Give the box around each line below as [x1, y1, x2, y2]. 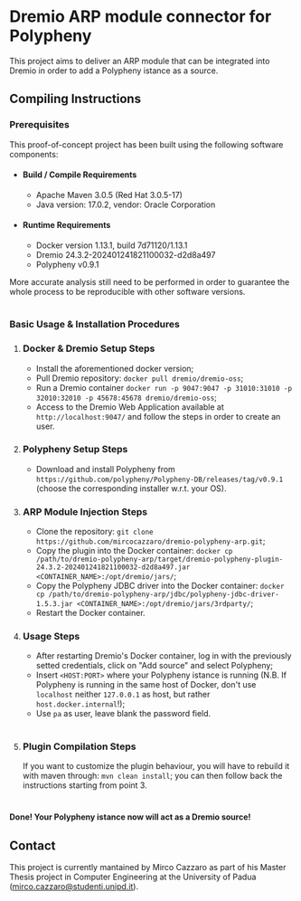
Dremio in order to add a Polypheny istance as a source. [9, 65, 219, 76]
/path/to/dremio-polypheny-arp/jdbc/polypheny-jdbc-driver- [48, 590, 280, 599]
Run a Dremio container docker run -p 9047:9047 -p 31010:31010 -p [35, 382, 292, 393]
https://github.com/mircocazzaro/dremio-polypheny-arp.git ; [35, 536, 266, 546]
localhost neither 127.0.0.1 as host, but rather [35, 689, 211, 700]
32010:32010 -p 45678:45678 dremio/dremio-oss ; [35, 392, 217, 403]
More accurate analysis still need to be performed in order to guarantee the [9, 277, 290, 288]
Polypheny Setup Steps [22, 443, 128, 456]
